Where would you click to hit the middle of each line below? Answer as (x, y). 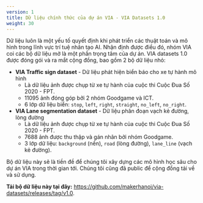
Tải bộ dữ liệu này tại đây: (39, 186)
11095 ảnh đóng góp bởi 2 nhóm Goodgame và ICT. (89, 98)
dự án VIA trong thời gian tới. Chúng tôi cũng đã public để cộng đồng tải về (101, 168)
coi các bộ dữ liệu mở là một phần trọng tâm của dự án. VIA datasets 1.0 (97, 54)
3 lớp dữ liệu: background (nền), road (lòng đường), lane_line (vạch (108, 144)
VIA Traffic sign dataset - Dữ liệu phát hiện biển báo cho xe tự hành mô (106, 72)
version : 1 (20, 12)
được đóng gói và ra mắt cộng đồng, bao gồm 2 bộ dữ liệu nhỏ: (86, 60)
